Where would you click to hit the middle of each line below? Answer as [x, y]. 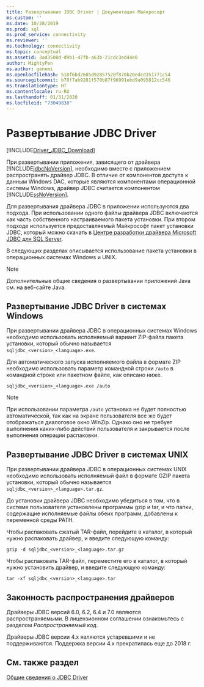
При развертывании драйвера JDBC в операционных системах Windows [102, 331]
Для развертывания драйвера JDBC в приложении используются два [98, 206]
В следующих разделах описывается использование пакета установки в [102, 251]
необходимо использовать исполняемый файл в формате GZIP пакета [98, 476]
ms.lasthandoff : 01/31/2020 [42, 97]
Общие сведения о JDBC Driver [47, 677]
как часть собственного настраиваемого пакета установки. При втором [101, 219]
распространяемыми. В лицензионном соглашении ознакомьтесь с [95, 619]
